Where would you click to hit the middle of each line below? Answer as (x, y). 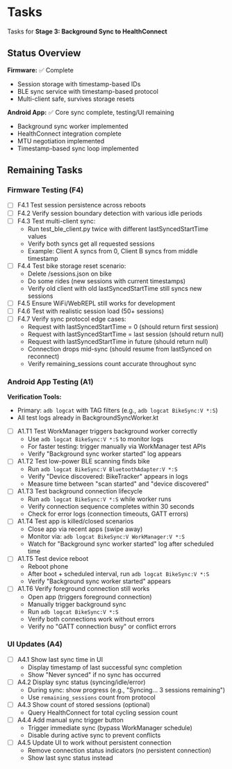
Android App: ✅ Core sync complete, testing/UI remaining (91, 112)
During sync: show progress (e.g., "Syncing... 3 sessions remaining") (126, 690)
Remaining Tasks (45, 170)
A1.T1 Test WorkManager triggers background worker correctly (107, 431)
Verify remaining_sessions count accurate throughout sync (112, 363)
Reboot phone (48, 566)
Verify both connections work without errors (91, 619)
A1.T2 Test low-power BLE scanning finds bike (84, 461)
